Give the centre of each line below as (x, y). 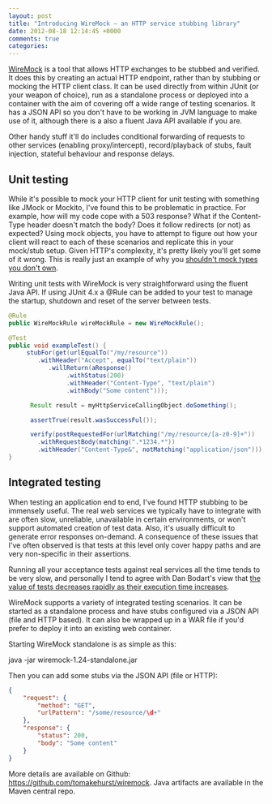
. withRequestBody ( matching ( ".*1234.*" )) (106, 442)
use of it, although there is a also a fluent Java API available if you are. (125, 121)
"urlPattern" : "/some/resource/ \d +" (99, 713)
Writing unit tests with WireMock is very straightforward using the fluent (128, 283)
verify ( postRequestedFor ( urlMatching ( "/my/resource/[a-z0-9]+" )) (142, 435)
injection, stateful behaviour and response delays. (91, 154)
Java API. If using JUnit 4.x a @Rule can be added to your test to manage (131, 292)
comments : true (34, 39)
